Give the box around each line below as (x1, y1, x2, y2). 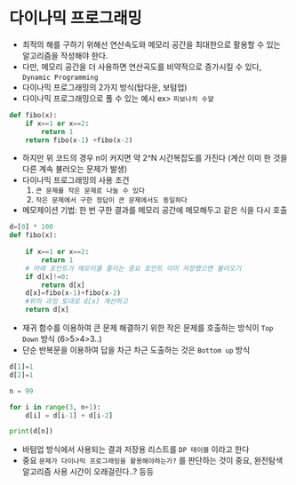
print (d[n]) (9, 427, 53, 436)
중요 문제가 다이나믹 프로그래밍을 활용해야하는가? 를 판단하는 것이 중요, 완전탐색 (21, 455, 284, 466)
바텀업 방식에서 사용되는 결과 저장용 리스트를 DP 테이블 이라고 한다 (21, 444, 250, 455)
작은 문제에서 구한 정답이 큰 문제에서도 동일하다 (35, 196, 188, 205)
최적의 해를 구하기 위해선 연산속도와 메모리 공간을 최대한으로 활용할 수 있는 (21, 39, 282, 50)
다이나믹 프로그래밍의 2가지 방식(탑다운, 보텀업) (21, 82, 188, 92)
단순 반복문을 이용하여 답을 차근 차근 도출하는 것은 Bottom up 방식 (21, 345, 251, 355)
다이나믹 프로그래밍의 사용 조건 (21, 175, 130, 186)
